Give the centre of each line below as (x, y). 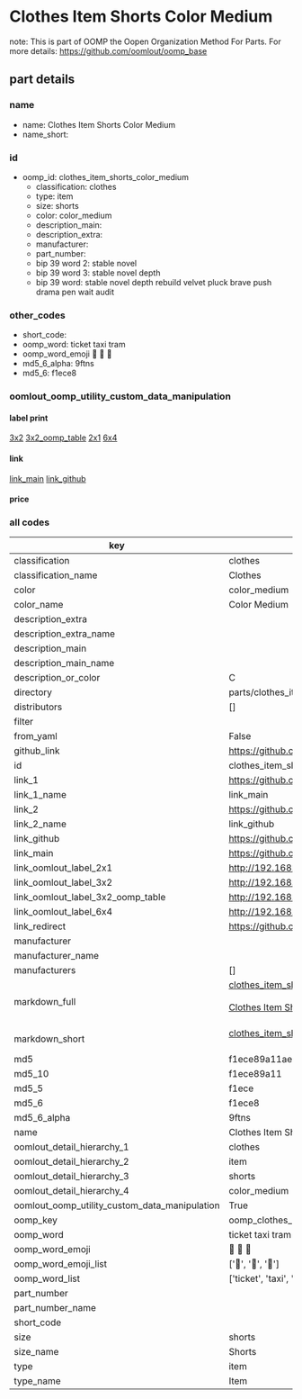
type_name (37, 1381)
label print (29, 418)
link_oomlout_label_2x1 (63, 868)
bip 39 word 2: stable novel (86, 263)
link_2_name (40, 824)
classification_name (56, 575)
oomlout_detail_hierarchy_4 (71, 1191)
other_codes (37, 315)
